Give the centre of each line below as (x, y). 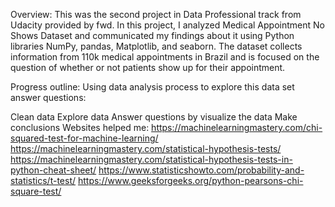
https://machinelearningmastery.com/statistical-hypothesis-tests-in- (151, 159)
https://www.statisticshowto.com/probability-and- (201, 170)
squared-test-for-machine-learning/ (84, 138)
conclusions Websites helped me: (80, 127)
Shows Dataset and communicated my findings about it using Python (152, 35)
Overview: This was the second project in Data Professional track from (156, 14)
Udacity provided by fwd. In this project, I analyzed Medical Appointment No (167, 25)
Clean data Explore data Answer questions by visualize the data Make (154, 117)
